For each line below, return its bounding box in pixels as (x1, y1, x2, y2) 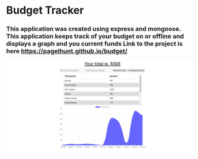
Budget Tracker (6, 4, 84, 17)
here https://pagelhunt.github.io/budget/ (6, 47, 127, 55)
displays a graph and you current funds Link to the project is (6, 40, 183, 48)
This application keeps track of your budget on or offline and (6, 32, 184, 40)
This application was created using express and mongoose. (6, 25, 181, 33)
